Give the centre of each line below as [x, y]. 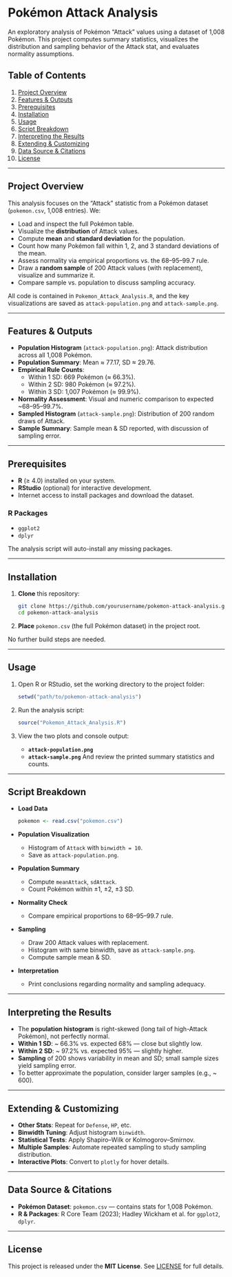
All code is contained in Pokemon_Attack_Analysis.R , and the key [98, 295]
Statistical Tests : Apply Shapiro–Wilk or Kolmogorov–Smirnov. [106, 1140]
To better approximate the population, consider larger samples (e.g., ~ [117, 1073]
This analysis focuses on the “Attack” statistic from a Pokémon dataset [108, 203]
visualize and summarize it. [56, 275]
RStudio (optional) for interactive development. [85, 488]
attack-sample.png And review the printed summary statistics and [121, 757]
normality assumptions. [41, 54]
